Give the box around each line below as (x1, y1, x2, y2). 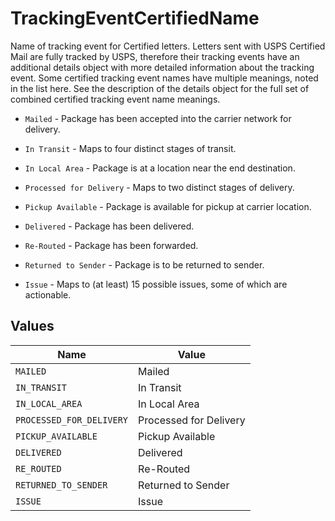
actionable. (24, 288, 72, 301)
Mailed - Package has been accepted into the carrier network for (24, 112, 292, 124)
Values (10, 318, 55, 335)
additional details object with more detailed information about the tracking (10, 61, 315, 73)
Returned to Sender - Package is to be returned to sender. (24, 258, 265, 271)
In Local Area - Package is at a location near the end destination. (24, 162, 296, 174)
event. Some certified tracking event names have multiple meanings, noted (10, 72, 319, 84)
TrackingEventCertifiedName (10, 7, 260, 30)
